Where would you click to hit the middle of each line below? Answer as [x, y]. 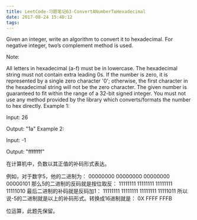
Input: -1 [16, 140]
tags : [13, 22]
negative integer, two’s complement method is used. [70, 45]
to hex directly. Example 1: [38, 106]
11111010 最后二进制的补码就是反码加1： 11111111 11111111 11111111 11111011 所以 [97, 191]
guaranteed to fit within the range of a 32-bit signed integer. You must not [96, 93]
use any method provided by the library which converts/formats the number [98, 100]
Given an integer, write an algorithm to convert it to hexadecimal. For [90, 40]
